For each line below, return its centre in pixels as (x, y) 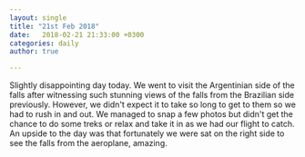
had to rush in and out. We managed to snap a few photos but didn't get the (152, 114)
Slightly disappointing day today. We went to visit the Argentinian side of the (152, 85)
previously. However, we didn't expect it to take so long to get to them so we (152, 104)
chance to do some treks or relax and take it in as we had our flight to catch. (152, 124)
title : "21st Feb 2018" (55, 26)
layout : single (38, 18)
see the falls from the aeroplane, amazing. (88, 143)
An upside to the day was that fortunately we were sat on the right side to (147, 133)
